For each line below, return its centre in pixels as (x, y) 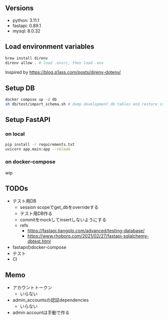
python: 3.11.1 (26, 20)
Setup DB (20, 88)
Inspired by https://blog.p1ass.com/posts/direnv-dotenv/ (63, 72)
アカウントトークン (32, 287)
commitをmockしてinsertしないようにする (63, 220)
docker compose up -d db (31, 99)
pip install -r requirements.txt (40, 144)
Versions (19, 8)
